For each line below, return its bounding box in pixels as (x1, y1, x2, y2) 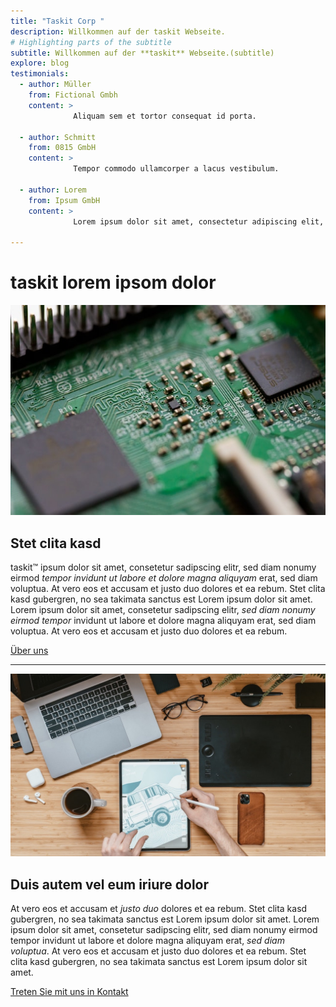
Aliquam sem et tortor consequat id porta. (73, 111, 257, 121)
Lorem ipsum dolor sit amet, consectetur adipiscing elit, (73, 216, 325, 227)
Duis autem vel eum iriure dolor (10, 876, 210, 893)
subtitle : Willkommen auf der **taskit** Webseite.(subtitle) (10, 48, 275, 58)
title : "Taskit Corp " (10, 16, 105, 26)
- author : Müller (19, 80, 92, 90)
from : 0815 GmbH (28, 143, 97, 153)
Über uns (10, 645, 49, 657)
